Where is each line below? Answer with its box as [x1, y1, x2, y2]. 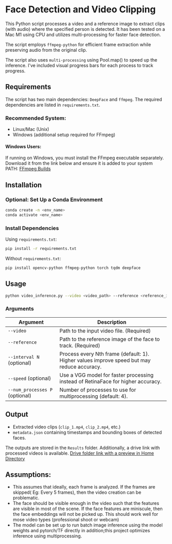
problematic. [12, 495, 40, 501]
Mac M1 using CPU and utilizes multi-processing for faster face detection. [5, 31, 161, 37]
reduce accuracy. [59, 363, 102, 370]
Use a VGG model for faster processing [59, 371, 154, 378]
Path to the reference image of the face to [59, 335, 160, 342]
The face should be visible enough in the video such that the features [12, 500, 160, 507]
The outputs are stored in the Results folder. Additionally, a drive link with [5, 444, 160, 451]
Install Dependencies [5, 224, 59, 231]
